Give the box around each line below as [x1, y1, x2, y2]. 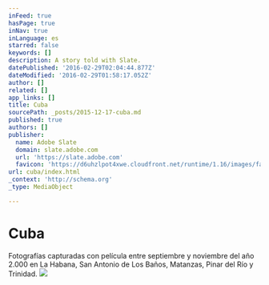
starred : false [8, 42, 59, 50]
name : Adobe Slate [15, 138, 78, 147]
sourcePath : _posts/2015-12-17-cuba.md [8, 109, 142, 117]
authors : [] [8, 123, 48, 131]
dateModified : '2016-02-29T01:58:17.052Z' [8, 71, 152, 79]
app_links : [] [8, 94, 56, 102]
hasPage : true [8, 19, 56, 27]
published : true [8, 116, 62, 124]
